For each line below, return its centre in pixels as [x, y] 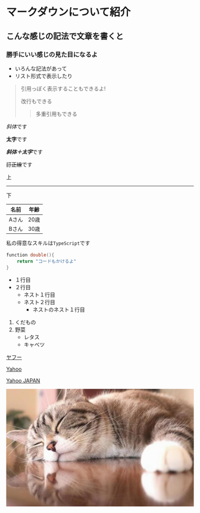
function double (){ [30, 255]
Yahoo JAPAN [23, 381]
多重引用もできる [56, 114]
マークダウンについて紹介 [68, 12]
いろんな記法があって [41, 68]
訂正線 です [19, 164]
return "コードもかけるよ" [47, 262]
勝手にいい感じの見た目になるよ [52, 54]
